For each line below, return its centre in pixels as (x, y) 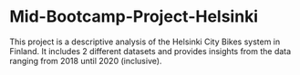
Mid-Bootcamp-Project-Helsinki (134, 17)
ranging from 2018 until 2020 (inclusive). (86, 61)
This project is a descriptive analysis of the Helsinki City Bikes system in (145, 42)
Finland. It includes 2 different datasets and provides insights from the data (150, 51)
